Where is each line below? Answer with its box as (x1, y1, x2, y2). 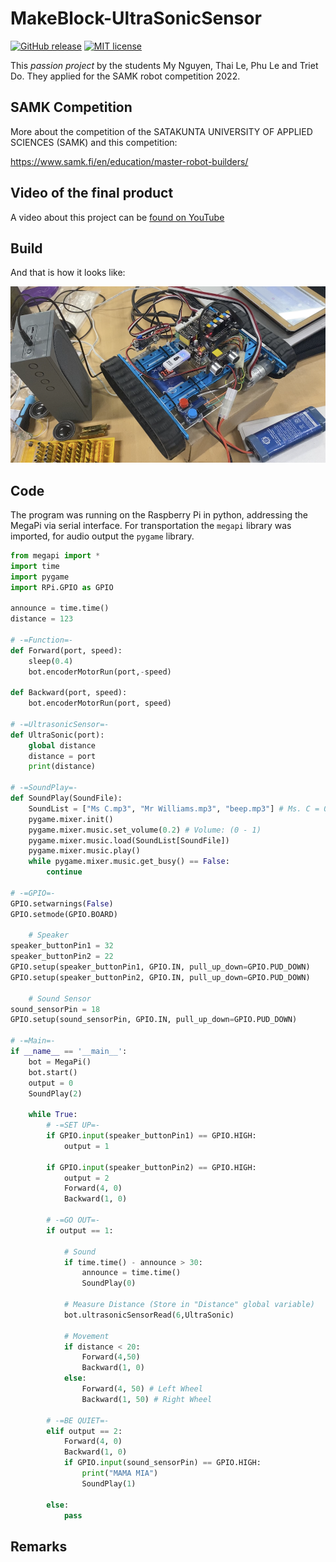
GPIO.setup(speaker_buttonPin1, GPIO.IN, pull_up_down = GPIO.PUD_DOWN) (10, 962, 311, 972)
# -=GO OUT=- (46, 1215, 101, 1226)
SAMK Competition (10, 99, 133, 116)
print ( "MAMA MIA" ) (81, 1468, 159, 1479)
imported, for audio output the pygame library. (10, 530, 195, 542)
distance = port (28, 751, 97, 761)
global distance (28, 740, 97, 751)
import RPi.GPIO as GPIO (10, 582, 114, 592)
